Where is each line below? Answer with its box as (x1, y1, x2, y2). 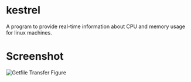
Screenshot (6, 50, 64, 63)
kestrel (6, 4, 41, 17)
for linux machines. (6, 29, 52, 36)
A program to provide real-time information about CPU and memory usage (6, 23, 186, 30)
